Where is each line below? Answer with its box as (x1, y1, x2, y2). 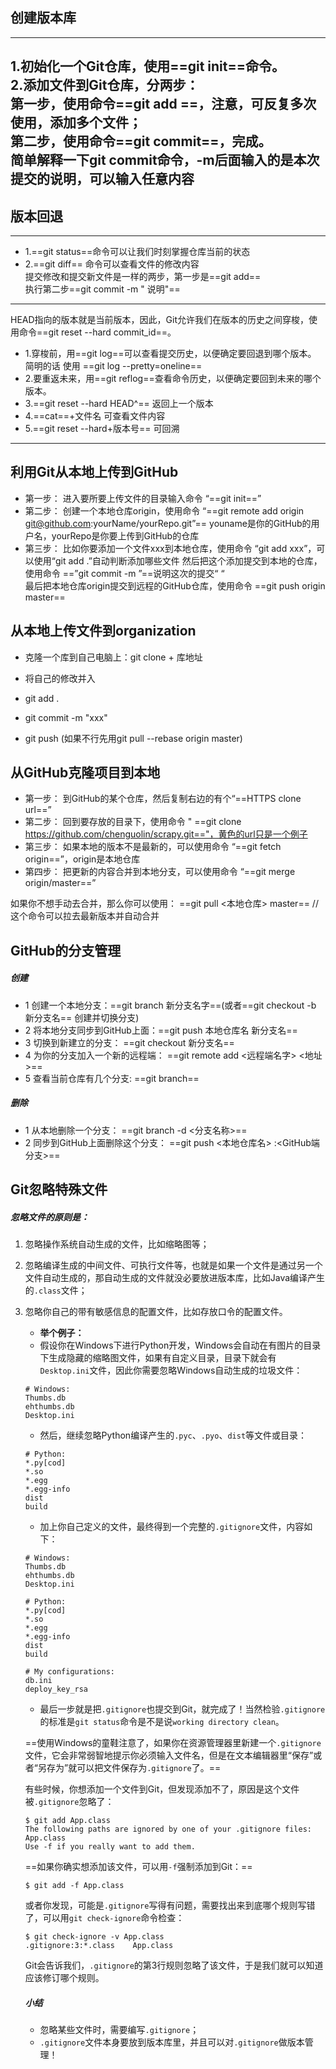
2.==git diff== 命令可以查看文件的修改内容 (24, 258, 200, 270)
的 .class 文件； (24, 1284, 88, 1297)
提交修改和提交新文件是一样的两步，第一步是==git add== (24, 271, 262, 283)
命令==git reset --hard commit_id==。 (18, 326, 177, 338)
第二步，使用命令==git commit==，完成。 (10, 133, 272, 150)
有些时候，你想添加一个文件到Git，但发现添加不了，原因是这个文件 (24, 1783, 300, 1795)
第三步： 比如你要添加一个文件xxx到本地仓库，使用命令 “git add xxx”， (24, 542, 317, 554)
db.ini (24, 1676, 53, 1686)
